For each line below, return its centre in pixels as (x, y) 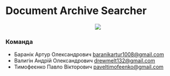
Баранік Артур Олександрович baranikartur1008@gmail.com (89, 54)
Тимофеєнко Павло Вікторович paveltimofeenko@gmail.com (89, 67)
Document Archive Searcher (76, 11)
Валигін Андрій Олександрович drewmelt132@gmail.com (84, 61)
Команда (19, 42)
